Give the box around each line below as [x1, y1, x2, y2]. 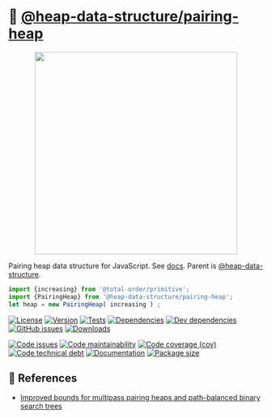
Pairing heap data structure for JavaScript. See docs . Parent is [8, 261, 217, 271]
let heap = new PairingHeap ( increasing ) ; [8, 300, 161, 309]
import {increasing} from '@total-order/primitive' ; [8, 285, 190, 293]
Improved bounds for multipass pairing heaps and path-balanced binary [19, 393, 261, 403]
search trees [19, 401, 62, 412]
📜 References [8, 371, 78, 385]
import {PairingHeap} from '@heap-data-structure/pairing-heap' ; [8, 292, 233, 301]
